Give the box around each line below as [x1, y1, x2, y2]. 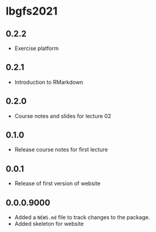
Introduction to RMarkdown [14, 78, 83, 86]
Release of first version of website [14, 180, 101, 187]
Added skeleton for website [14, 220, 84, 228]
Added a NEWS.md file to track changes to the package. [14, 214, 151, 221]
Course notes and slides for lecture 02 [14, 112, 112, 119]
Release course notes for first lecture [14, 146, 108, 153]
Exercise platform [14, 44, 59, 52]
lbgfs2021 [5, 4, 58, 18]
